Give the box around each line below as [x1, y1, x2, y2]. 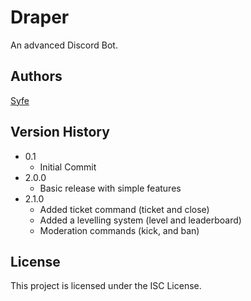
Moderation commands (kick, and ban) [39, 224, 200, 236]
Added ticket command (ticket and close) [39, 203, 210, 215]
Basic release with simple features [39, 182, 182, 194]
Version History [10, 124, 110, 141]
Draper [10, 6, 70, 29]
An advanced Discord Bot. [10, 39, 118, 51]
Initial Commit [39, 161, 97, 173]
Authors [10, 68, 63, 85]
